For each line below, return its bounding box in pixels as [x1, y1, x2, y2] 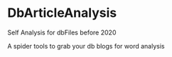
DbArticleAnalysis [7, 5, 117, 21]
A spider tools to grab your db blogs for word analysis [7, 42, 165, 50]
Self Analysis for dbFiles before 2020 [7, 28, 117, 37]
